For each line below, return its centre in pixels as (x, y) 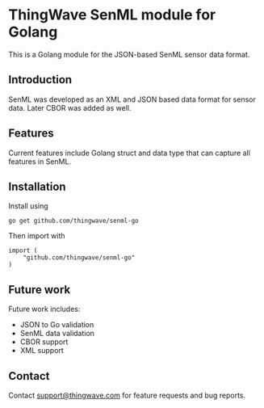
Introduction (40, 80)
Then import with (37, 236)
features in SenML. (40, 161)
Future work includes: (44, 309)
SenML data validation (57, 334)
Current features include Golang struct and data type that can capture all (129, 153)
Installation (37, 186)
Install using (28, 206)
